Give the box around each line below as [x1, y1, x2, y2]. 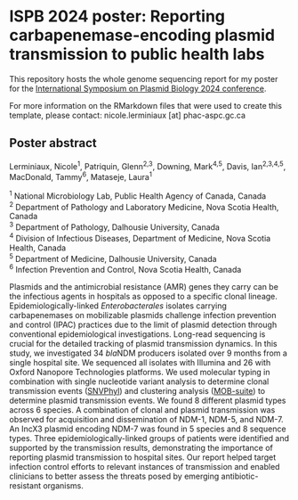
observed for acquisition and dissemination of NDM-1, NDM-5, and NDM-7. [9, 414, 284, 424]
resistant [9, 480, 42, 491]
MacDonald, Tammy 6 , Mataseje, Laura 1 [9, 170, 153, 183]
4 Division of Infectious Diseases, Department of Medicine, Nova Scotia [9, 232, 271, 243]
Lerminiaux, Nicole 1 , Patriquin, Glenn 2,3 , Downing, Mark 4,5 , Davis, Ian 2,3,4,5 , [9, 159, 286, 171]
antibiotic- [221, 471, 259, 481]
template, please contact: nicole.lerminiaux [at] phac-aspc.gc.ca [9, 110, 246, 120]
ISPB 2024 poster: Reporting [9, 6, 225, 27]
